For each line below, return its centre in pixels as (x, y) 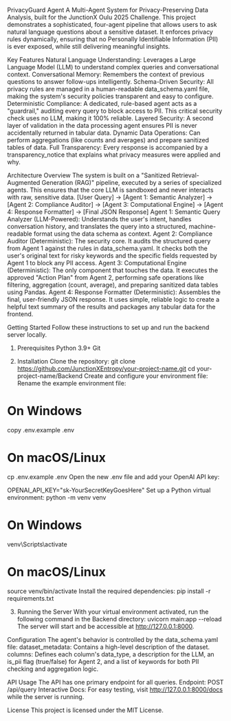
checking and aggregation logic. (53, 669)
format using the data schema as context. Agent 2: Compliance (123, 234)
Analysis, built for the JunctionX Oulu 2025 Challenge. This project (101, 17)
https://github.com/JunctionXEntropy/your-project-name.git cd (106, 368)
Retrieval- (185, 175)
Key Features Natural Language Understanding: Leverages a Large (101, 60)
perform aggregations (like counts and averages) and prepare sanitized (108, 140)
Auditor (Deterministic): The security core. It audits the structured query (109, 241)
